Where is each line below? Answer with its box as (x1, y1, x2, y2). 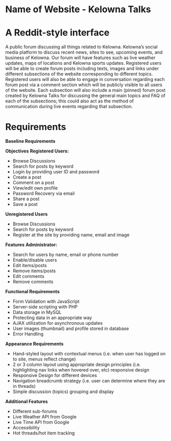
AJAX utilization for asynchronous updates (12, 320, 103, 326)
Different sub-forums (12, 408, 57, 414)
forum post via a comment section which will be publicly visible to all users (5, 82, 162, 88)
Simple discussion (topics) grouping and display (12, 388, 114, 395)
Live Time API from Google (12, 419, 70, 425)
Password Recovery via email (12, 190, 75, 197)
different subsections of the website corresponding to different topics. (5, 71, 153, 77)
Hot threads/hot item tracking (12, 430, 75, 436)
